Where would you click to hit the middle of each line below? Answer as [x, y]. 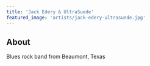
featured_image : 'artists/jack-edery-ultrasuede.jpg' [76, 18]
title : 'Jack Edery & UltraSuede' [50, 12]
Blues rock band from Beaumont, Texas [56, 57]
